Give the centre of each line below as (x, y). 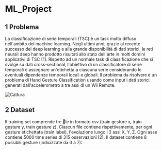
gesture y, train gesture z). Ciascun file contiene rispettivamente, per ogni (79, 127)
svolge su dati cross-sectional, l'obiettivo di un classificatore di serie (73, 65)
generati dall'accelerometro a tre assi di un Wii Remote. (60, 85)
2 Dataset (20, 110)
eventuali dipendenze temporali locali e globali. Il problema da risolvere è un (81, 75)
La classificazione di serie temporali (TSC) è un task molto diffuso (71, 38)
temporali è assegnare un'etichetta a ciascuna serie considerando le (73, 70)
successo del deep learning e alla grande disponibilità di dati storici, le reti (79, 49)
